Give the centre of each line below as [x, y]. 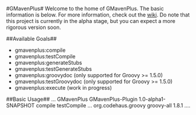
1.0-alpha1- [152, 99]
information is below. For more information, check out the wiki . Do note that [98, 15]
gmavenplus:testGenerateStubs [53, 69]
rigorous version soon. [33, 27]
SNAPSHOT [20, 105]
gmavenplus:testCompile [45, 56]
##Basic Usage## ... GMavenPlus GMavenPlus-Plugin [72, 99]
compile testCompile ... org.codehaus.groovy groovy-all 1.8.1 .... [113, 105]
